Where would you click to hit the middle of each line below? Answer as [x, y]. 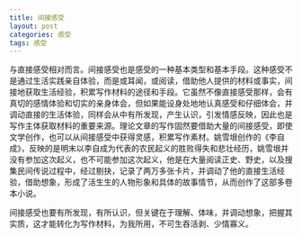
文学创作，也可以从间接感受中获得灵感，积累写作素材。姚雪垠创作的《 [139, 137]
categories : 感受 [40, 34]
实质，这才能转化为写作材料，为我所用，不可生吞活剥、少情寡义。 [131, 224]
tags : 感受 [28, 43]
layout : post [34, 26]
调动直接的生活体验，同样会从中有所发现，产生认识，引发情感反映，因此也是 [151, 114]
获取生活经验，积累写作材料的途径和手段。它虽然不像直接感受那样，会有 [159, 92]
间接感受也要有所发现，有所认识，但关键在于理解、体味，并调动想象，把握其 [151, 213]
